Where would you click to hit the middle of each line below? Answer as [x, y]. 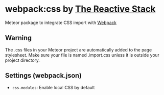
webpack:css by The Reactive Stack [80, 9]
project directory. [23, 60]
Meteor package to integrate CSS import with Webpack [61, 23]
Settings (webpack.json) [43, 76]
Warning [18, 38]
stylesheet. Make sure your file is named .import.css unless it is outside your [82, 55]
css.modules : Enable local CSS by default [53, 87]
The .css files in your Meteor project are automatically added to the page [79, 49]
